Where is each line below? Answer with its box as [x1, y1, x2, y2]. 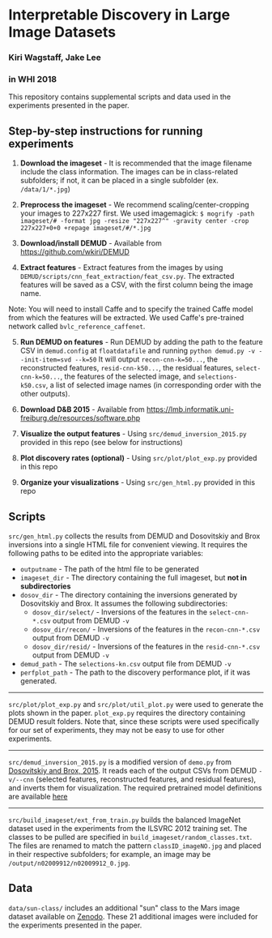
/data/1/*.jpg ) [19, 184, 70, 194]
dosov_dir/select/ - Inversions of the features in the [32, 607, 208, 617]
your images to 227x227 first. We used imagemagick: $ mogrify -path [19, 208, 255, 218]
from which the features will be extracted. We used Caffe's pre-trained [8, 313, 244, 323]
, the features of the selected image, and [60, 371, 196, 382]
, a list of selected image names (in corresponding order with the [45, 380, 261, 390]
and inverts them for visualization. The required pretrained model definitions [8, 783, 262, 793]
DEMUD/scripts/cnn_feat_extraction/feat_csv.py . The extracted [19, 272, 235, 281]
